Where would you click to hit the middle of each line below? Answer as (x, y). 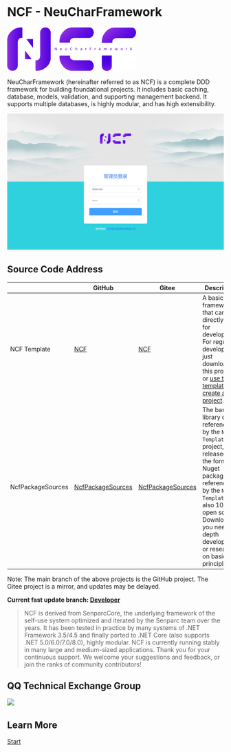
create (212, 393)
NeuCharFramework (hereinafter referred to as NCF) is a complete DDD (109, 82)
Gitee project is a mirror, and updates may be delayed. (84, 586)
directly (213, 319)
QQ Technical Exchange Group (74, 685)
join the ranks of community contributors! (83, 664)
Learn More (32, 725)
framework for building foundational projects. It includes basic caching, (108, 90)
